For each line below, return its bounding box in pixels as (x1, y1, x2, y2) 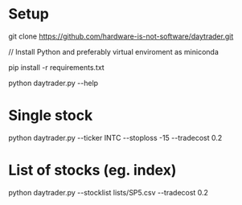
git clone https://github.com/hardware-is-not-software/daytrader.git (8, 31, 234, 41)
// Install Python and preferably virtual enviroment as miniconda (8, 47, 219, 56)
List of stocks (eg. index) (8, 162, 177, 179)
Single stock (8, 106, 93, 125)
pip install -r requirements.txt (8, 62, 105, 72)
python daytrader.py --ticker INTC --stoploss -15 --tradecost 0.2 (8, 133, 223, 142)
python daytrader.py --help (8, 78, 99, 88)
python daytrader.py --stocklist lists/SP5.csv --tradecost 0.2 (8, 187, 209, 197)
